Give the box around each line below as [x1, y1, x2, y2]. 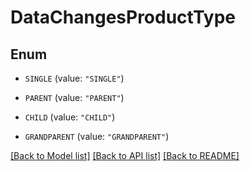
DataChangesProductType [10, 6, 237, 29]
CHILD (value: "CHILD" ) [24, 111, 116, 123]
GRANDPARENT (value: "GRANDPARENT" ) [24, 131, 170, 142]
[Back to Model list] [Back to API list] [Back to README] [10, 150, 240, 161]
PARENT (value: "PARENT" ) [24, 92, 125, 103]
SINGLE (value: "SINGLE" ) [24, 72, 125, 84]
